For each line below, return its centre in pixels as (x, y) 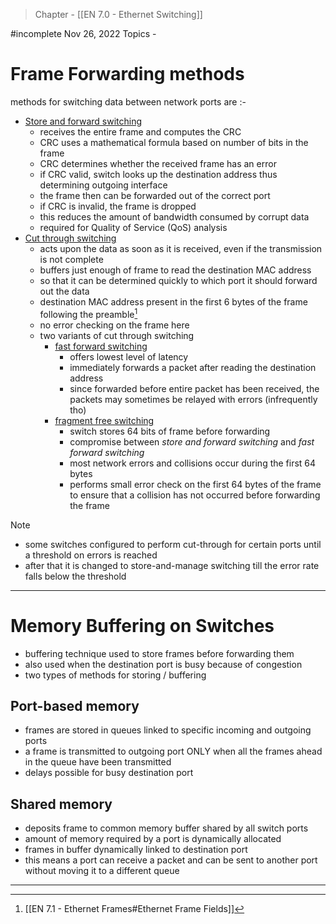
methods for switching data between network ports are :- (128, 101)
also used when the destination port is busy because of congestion (163, 664)
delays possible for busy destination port (109, 773)
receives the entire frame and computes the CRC (140, 131)
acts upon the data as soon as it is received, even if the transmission (181, 248)
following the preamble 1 (88, 313)
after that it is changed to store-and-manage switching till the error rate (172, 565)
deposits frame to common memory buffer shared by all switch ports (166, 828)
